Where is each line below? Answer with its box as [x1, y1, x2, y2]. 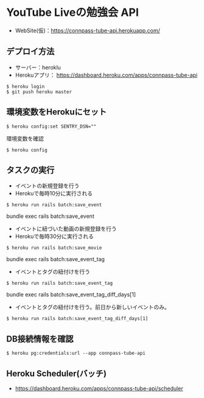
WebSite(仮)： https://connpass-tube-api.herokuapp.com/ [15, 27, 160, 34]
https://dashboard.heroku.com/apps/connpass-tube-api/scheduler [15, 385, 184, 392]
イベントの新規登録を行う [15, 182, 80, 189]
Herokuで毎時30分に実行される [15, 232, 94, 240]
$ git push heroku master [6, 89, 72, 95]
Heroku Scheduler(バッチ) [6, 368, 107, 379]
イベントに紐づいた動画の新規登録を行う [15, 225, 117, 232]
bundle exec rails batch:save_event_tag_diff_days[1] [6, 291, 136, 298]
